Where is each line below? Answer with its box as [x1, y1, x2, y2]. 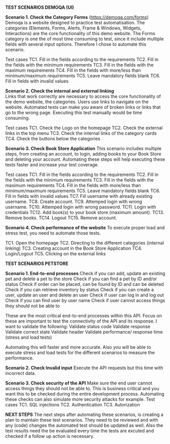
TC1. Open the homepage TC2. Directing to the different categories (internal [5, 240, 164, 246]
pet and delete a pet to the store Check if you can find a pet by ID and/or [5, 276, 157, 282]
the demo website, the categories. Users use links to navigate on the [5, 99, 149, 105]
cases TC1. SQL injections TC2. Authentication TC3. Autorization [5, 402, 141, 407]
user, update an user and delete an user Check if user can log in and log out [5, 292, 164, 298]
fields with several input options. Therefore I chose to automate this [5, 41, 147, 47]
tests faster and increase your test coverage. [5, 162, 99, 167]
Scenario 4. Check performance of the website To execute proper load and [5, 225, 165, 230]
